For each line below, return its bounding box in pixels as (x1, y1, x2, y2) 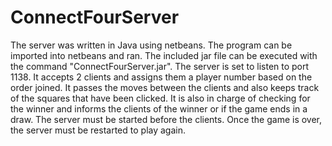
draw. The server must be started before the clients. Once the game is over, (10, 113, 323, 125)
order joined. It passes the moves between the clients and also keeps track (10, 81, 320, 93)
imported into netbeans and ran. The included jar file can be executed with (10, 49, 318, 61)
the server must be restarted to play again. (10, 124, 186, 136)
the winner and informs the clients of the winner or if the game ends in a (10, 102, 308, 115)
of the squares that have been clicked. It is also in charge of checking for (10, 92, 311, 104)
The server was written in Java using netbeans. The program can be (10, 39, 293, 51)
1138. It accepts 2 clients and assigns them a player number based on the (10, 71, 313, 83)
